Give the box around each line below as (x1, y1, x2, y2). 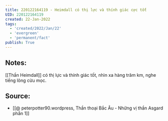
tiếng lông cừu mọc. (5, 77, 47, 83)
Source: (5, 91, 31, 100)
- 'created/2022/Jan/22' (10, 26, 62, 31)
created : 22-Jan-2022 (5, 17, 51, 22)
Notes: (5, 59, 27, 67)
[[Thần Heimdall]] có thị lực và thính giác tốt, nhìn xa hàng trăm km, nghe (5, 72, 156, 78)
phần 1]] (12, 110, 30, 116)
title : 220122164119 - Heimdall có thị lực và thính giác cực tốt (5, 7, 147, 13)
